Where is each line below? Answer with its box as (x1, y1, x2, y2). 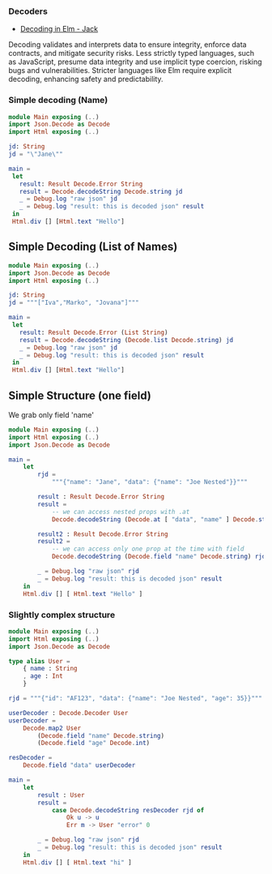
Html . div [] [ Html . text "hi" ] (23, 858, 132, 867)
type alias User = (8, 657, 70, 666)
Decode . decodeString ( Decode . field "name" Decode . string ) (51, 553, 252, 561)
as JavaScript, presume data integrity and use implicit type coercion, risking (8, 57, 262, 66)
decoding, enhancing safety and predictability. (8, 75, 164, 84)
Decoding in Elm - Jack (19, 24, 99, 34)
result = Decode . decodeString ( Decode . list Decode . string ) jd (19, 336, 233, 344)
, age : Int (23, 672, 63, 680)
